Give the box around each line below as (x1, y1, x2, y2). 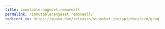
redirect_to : (5, 16, 32, 21)
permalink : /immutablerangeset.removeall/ (5, 12, 93, 17)
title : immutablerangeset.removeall (5, 7, 80, 12)
